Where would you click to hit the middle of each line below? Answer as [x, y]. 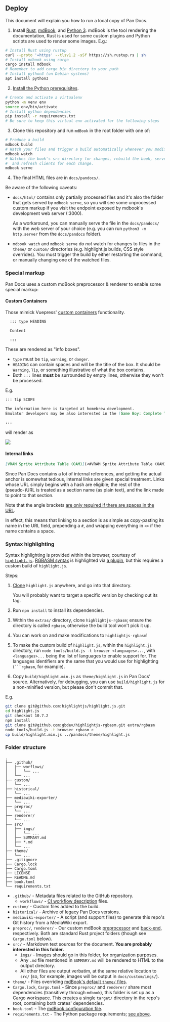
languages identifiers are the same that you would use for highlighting [85, 661]
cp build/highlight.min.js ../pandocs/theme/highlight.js [68, 735]
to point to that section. [30, 496]
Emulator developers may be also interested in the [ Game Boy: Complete [83, 414]
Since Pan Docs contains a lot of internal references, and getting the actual [83, 474]
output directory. [37, 965]
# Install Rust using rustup [36, 50]
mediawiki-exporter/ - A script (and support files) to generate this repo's [89, 917]
